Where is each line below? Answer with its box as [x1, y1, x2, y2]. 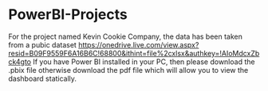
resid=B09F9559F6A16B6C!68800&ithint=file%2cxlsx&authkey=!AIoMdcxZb [8, 48, 260, 58]
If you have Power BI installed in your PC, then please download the [33, 57, 255, 66]
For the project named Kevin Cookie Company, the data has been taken [8, 32, 243, 41]
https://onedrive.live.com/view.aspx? [78, 40, 199, 49]
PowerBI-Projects [8, 6, 128, 24]
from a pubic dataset [8, 40, 77, 49]
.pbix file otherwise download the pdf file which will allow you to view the [8, 65, 249, 74]
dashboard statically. [8, 74, 77, 83]
